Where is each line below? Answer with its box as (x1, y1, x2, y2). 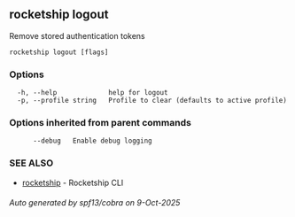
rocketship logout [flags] (9, 48, 109, 57)
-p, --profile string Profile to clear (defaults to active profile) (17, 97, 288, 105)
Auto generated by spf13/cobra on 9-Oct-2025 (9, 198, 181, 208)
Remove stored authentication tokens (9, 30, 145, 41)
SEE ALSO (9, 157, 54, 169)
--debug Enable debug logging (32, 136, 152, 145)
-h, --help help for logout (17, 89, 168, 97)
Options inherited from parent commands (9, 117, 192, 129)
